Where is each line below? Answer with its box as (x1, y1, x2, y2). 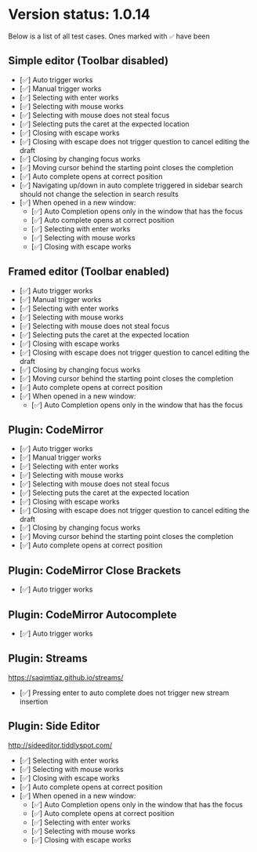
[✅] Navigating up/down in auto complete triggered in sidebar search (19, 180, 243, 190)
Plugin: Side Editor (8, 719, 100, 733)
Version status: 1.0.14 (8, 5, 150, 24)
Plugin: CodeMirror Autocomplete (8, 608, 177, 621)
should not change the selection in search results (19, 189, 179, 198)
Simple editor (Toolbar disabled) (8, 54, 169, 67)
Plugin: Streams (8, 652, 88, 665)
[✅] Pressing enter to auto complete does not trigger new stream (19, 688, 230, 697)
